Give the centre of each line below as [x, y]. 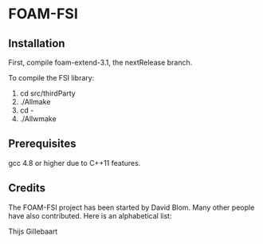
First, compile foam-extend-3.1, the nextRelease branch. [100, 62]
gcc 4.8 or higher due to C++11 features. [75, 163]
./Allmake [35, 102]
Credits [27, 188]
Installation [37, 43]
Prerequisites [42, 144]
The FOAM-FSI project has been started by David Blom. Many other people [131, 207]
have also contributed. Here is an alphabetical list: [90, 215]
